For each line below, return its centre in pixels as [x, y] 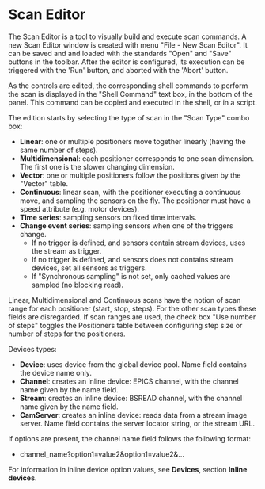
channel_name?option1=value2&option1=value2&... [102, 454]
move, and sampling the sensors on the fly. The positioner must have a [135, 201]
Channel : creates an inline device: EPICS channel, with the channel [129, 381]
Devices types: [32, 349]
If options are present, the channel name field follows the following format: [130, 438]
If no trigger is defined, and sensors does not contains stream [132, 259]
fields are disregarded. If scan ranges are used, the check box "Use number [132, 317]
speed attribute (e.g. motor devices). [79, 208]
